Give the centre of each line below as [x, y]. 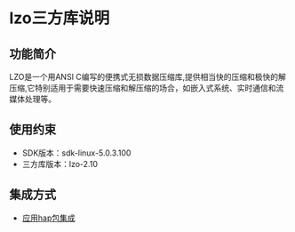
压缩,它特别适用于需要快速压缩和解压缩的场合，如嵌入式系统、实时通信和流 [147, 88]
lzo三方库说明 [60, 18]
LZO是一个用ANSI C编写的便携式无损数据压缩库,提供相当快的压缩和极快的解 [148, 77]
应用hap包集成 [48, 218]
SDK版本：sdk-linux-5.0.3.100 [76, 153]
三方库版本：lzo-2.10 [60, 164]
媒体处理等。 [32, 99]
